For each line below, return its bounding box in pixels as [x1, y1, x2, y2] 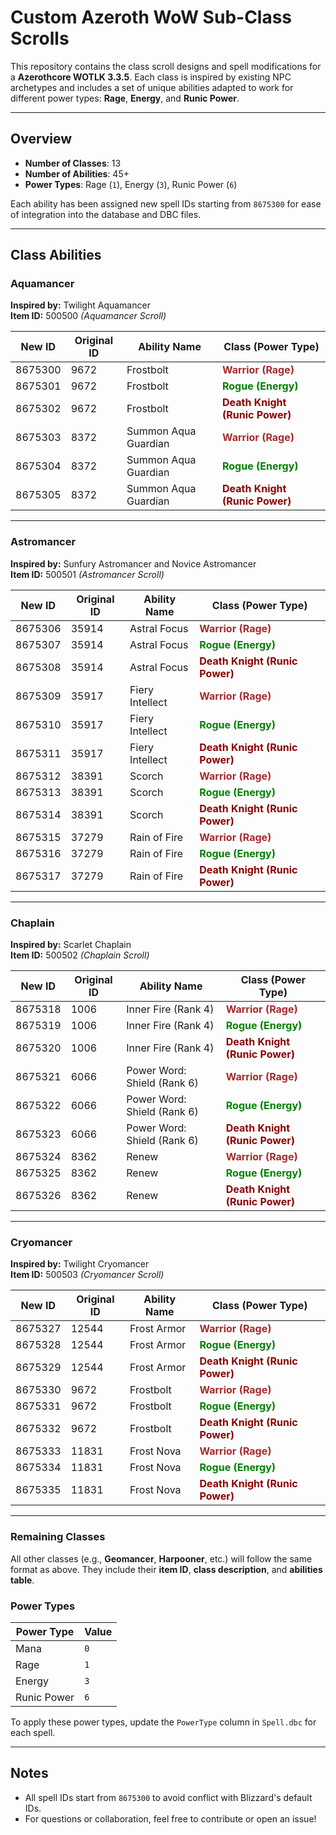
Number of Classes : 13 [24, 157, 122, 169]
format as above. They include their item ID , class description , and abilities [10, 1563, 323, 1575]
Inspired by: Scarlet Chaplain [10, 939, 132, 951]
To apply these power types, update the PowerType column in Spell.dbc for [10, 1716, 317, 1728]
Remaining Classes [10, 1530, 106, 1544]
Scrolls [10, 27, 70, 50]
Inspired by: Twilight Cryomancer [10, 1258, 150, 1270]
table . [10, 1574, 35, 1586]
